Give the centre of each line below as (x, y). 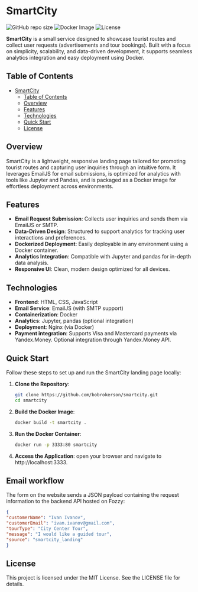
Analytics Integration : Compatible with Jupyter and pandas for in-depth (103, 257)
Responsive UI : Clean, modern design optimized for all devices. (92, 269)
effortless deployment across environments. (60, 186)
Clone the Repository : (42, 384)
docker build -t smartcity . (51, 422)
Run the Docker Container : (48, 434)
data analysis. (32, 263)
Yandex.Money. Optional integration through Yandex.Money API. (93, 340)
